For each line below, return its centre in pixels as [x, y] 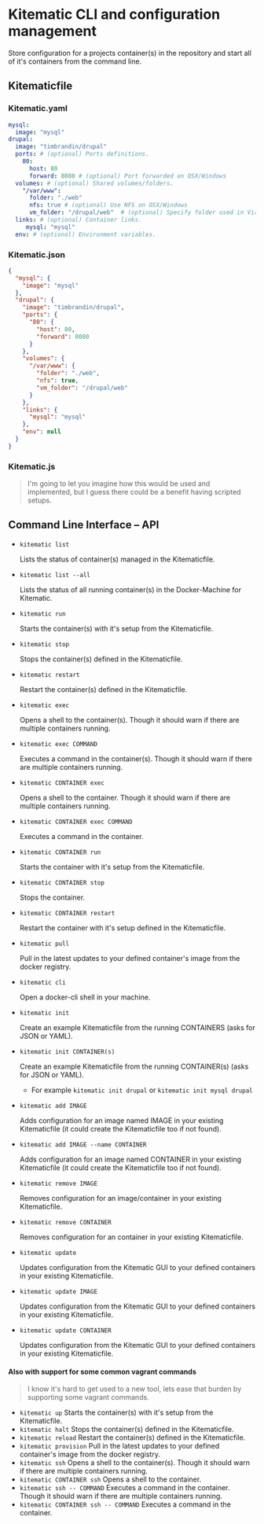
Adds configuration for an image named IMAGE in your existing [121, 1120]
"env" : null [42, 432]
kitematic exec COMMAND [59, 744]
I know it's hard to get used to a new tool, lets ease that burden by [134, 1389]
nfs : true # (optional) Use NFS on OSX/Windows [108, 205]
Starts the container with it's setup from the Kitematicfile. [112, 867]
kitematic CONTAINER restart [67, 913]
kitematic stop [44, 644]
